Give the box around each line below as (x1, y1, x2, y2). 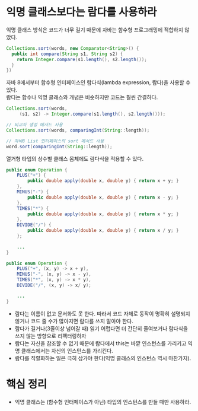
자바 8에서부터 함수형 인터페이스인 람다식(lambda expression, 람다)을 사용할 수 (6, 79, 191, 86)
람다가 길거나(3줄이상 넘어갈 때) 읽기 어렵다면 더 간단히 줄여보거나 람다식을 (14, 324, 189, 332)
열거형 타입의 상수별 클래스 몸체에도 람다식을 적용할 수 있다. (6, 155, 144, 162)
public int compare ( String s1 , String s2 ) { (11, 51, 123, 57)
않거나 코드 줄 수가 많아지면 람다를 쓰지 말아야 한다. (14, 317, 133, 324)
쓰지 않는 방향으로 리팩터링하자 (14, 332, 87, 339)
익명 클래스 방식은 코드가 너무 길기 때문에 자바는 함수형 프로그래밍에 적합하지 (6, 26, 184, 33)
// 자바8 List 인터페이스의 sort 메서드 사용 (6, 138, 104, 144)
